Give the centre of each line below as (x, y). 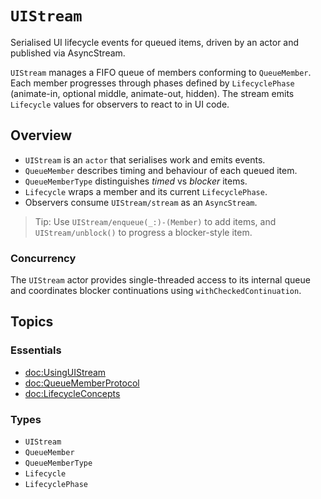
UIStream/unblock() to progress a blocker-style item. (143, 232)
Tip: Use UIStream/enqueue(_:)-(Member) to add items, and (155, 221)
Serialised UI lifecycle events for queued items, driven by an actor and (155, 42)
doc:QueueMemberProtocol (82, 383)
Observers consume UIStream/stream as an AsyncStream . (141, 202)
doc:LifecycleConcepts (72, 393)
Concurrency (43, 258)
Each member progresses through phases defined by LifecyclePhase (152, 83)
